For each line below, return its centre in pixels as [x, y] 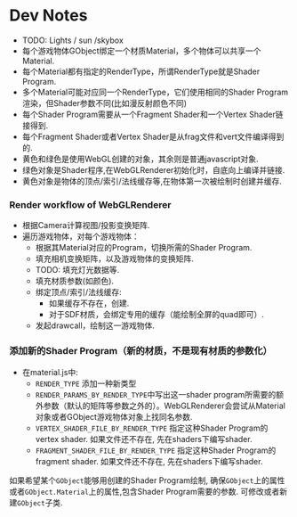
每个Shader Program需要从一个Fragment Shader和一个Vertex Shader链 [153, 114]
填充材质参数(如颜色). [74, 281]
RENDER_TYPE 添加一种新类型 [86, 383]
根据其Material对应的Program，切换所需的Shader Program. [144, 248]
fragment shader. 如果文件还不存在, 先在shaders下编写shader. [149, 461]
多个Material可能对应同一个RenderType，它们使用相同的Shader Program [155, 92]
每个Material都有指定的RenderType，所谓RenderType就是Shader [141, 71]
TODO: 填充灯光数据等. [77, 270]
